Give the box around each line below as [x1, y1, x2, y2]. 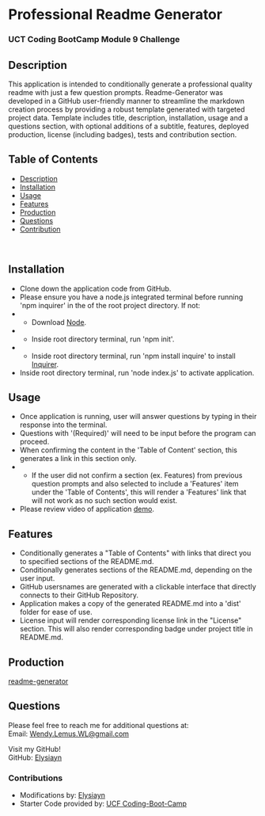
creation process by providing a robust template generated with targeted [8, 105, 245, 114]
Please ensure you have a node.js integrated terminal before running [19, 292, 244, 302]
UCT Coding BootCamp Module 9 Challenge [8, 34, 180, 45]
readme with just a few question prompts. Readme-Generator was [8, 87, 224, 97]
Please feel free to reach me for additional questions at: [8, 720, 189, 730]
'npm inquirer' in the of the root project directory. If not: [19, 300, 200, 310]
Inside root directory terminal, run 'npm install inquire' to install [31, 351, 236, 360]
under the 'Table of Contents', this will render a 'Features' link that [31, 487, 247, 497]
